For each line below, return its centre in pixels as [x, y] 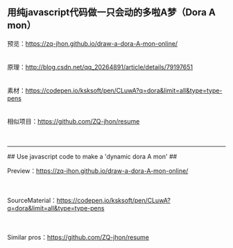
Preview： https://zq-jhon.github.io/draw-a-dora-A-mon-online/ [98, 171]
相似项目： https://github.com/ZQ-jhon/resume [74, 121]
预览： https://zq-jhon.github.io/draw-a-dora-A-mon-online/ [93, 43]
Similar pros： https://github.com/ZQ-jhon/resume [78, 237]
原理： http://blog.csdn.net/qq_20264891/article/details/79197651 [100, 67]
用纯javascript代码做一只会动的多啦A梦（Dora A [112, 13]
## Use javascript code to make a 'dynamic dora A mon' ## [92, 156]
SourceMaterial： [32, 200]
